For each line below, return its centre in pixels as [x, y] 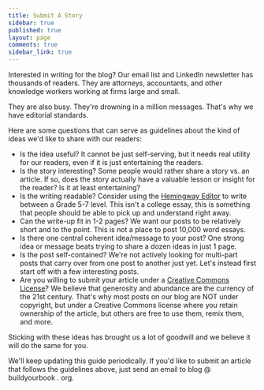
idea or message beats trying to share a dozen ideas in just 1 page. [128, 246]
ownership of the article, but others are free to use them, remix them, [132, 313]
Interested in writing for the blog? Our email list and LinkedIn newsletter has [131, 75]
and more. [36, 322]
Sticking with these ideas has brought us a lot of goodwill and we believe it [129, 337]
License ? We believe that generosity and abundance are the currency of [137, 288]
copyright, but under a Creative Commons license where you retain [128, 305]
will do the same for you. [48, 345]
